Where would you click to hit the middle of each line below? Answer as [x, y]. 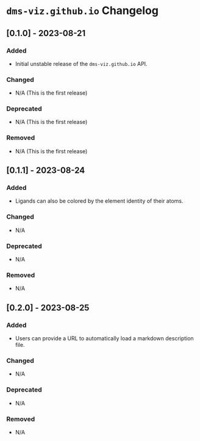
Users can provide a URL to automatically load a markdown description [104, 338]
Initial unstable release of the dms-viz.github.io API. [81, 64]
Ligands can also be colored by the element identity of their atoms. [99, 201]
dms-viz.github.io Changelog [82, 11]
